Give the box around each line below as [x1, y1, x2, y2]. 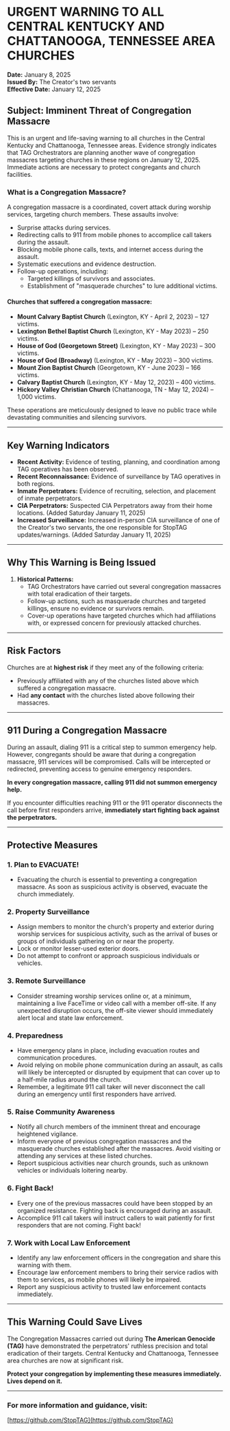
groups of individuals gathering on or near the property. [16, 937, 175, 946]
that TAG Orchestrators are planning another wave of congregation [7, 148, 196, 156]
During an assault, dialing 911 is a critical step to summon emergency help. [7, 743, 217, 751]
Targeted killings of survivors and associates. [27, 275, 155, 283]
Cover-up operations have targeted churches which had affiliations [27, 611, 216, 620]
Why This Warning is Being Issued [7, 556, 156, 569]
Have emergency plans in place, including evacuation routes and [16, 1047, 200, 1055]
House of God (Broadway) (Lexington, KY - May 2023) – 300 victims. [16, 356, 214, 365]
